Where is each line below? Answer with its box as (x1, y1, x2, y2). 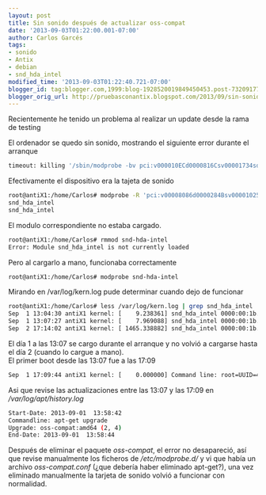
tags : (8, 41, 26, 49)
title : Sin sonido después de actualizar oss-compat (8, 19, 186, 27)
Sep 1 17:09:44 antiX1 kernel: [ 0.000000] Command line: (8, 371, 218, 379)
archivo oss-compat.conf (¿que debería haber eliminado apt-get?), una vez (8, 463, 254, 472)
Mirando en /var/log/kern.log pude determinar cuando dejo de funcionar (8, 287, 244, 297)
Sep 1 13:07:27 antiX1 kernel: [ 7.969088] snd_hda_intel (8, 318, 218, 326)
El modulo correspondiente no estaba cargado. (8, 220, 162, 230)
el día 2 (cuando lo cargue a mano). (8, 347, 124, 356)
